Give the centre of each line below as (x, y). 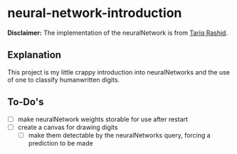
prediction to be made (61, 143)
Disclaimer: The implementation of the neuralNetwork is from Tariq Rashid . (118, 33)
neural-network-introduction (95, 13)
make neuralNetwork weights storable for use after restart (103, 119)
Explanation (35, 55)
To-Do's (26, 102)
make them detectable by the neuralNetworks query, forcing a (120, 135)
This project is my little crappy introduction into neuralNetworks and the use (118, 72)
